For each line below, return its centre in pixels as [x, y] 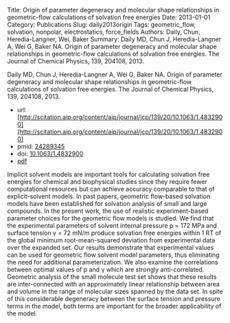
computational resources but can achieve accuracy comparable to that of [111, 189]
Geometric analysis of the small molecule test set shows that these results [112, 277]
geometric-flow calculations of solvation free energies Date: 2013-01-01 [109, 17]
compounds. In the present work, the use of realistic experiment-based [108, 211]
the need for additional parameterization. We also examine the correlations [113, 262]
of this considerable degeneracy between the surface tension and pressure [114, 299]
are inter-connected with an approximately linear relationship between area [113, 284]
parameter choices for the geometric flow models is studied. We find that [111, 218]
